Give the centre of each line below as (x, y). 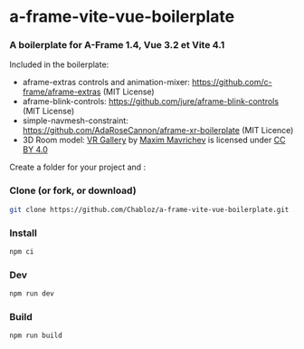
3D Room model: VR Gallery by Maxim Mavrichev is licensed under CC (154, 140)
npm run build (36, 336)
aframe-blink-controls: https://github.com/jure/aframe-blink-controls (150, 102)
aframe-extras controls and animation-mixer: (106, 82)
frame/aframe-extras (62, 92)
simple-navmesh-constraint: (75, 121)
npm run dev (32, 294)
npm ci (22, 251)
